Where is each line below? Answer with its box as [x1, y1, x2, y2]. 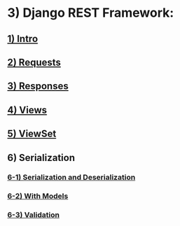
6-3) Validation [7, 210, 60, 220]
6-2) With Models [7, 191, 69, 201]
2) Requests [7, 56, 62, 68]
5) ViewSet [7, 128, 57, 140]
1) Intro [7, 33, 39, 45]
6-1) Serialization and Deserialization [7, 173, 136, 183]
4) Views [7, 104, 48, 116]
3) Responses [7, 80, 69, 92]
